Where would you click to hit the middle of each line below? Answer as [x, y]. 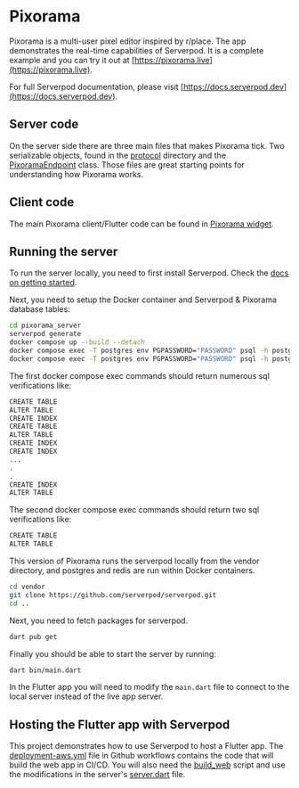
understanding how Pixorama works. [77, 174]
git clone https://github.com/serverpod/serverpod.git [113, 595]
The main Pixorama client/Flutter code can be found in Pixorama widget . [141, 224]
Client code [42, 202]
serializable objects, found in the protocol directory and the [118, 155]
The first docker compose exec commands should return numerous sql [139, 375]
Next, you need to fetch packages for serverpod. [99, 620]
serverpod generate [45, 334]
